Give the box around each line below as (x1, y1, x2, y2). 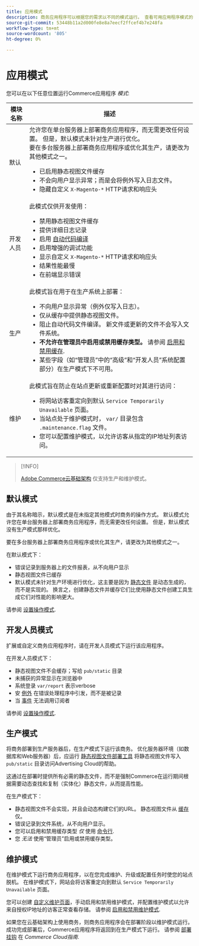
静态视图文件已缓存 (14, 571, 62, 578)
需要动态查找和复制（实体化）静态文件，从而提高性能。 (11, 780, 146, 787)
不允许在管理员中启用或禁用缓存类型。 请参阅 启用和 (39, 338, 185, 346)
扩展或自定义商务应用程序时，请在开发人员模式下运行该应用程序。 (6, 642, 167, 649)
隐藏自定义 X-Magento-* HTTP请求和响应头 (39, 185, 157, 193)
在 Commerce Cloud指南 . (17, 934, 80, 941)
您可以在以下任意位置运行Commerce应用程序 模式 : (6, 90, 130, 97)
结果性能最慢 (39, 261, 75, 270)
